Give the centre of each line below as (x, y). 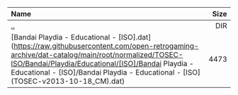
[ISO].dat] (135, 37)
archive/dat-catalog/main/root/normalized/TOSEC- (97, 55)
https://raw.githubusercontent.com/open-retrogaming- (106, 46)
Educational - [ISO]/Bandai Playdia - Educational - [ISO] (106, 72)
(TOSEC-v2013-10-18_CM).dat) (68, 81)
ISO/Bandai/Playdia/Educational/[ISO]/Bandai (86, 64)
